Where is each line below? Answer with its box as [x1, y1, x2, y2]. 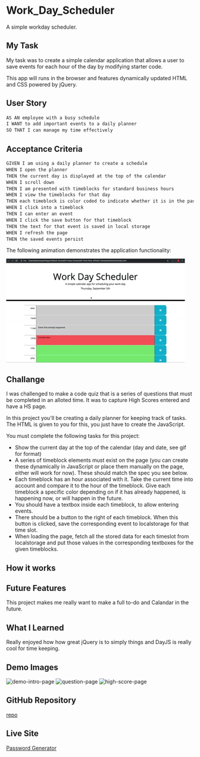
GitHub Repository [6, 695, 76, 706]
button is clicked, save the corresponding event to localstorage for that [14, 520, 189, 528]
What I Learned [6, 623, 64, 633]
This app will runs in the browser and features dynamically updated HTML [6, 74, 187, 81]
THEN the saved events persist [6, 236, 84, 242]
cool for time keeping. [6, 645, 60, 652]
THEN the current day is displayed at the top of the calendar [6, 173, 167, 179]
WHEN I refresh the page [6, 229, 68, 236]
